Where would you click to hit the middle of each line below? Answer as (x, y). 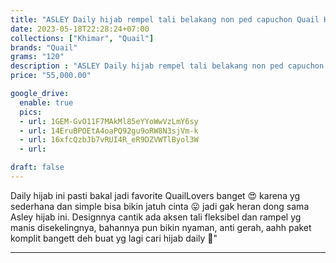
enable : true (46, 102)
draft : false (37, 167)
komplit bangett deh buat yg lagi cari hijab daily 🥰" (114, 238)
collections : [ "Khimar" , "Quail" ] (82, 38)
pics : (31, 112)
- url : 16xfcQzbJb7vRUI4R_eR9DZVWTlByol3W (109, 140)
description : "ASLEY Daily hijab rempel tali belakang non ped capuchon (167, 66)
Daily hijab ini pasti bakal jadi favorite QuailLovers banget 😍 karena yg (155, 195)
